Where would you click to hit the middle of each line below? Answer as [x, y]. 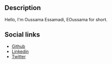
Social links [22, 35]
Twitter [19, 56]
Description [23, 8]
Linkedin [20, 51]
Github [18, 46]
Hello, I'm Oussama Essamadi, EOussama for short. [56, 19]
